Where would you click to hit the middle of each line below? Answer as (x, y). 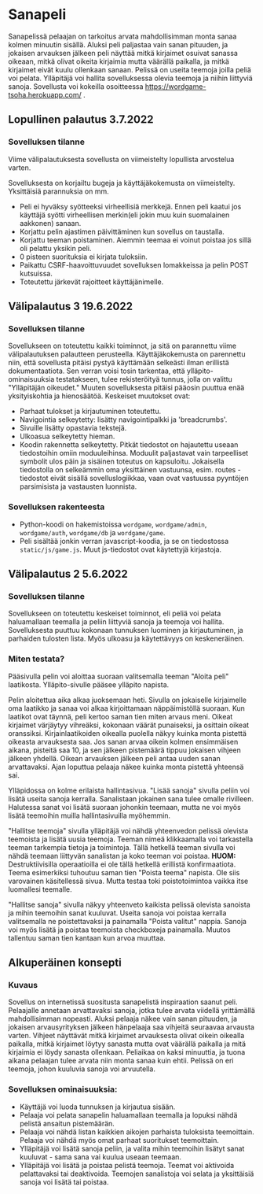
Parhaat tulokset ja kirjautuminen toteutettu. (90, 412)
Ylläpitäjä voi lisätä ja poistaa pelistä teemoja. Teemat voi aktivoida (127, 1165)
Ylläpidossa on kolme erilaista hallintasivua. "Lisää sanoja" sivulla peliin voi (129, 790)
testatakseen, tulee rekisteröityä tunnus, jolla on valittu (144, 379)
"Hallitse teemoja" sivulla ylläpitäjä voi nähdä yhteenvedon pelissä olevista (128, 830)
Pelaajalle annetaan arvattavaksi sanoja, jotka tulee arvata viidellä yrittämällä (131, 1011)
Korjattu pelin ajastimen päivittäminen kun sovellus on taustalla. (122, 231)
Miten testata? (37, 659)
